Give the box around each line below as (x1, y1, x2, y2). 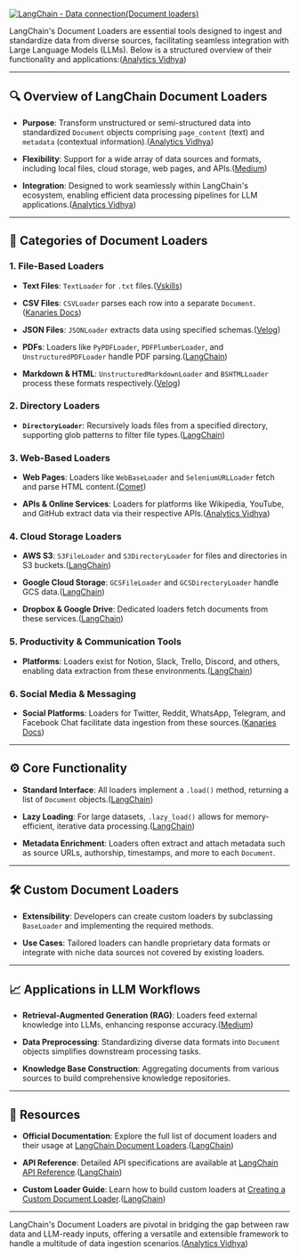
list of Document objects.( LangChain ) (21, 793, 154, 805)
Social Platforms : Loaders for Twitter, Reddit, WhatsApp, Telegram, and (21, 708, 287, 718)
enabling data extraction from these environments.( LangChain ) (21, 665, 254, 676)
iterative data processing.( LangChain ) (56, 820, 196, 831)
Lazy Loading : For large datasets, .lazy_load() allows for (21, 811, 234, 822)
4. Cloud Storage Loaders (9, 531, 122, 543)
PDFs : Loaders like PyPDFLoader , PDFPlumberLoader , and (21, 341, 224, 352)
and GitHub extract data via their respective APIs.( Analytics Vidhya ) (21, 508, 271, 519)
